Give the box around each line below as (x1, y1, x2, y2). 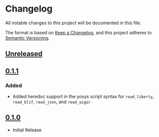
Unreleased (5, 50, 43, 58)
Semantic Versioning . (5, 35, 50, 41)
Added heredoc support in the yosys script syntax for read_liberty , (12, 94, 154, 100)
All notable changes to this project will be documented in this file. (5, 20, 142, 26)
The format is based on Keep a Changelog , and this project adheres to (5, 29, 152, 35)
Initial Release (12, 127, 42, 133)
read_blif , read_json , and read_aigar (12, 99, 91, 105)
